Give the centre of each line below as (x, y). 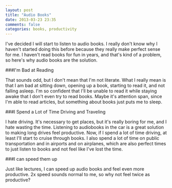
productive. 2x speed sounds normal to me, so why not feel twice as (78, 175)
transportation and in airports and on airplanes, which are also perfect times (86, 144)
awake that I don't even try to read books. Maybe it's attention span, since (84, 97)
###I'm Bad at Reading (30, 70)
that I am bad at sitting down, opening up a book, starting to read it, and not (85, 86)
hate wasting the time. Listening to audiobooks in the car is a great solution (85, 127)
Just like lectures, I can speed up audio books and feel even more (75, 169)
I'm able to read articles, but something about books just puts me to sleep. (84, 102)
